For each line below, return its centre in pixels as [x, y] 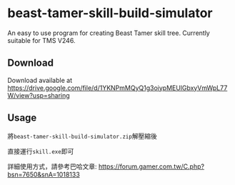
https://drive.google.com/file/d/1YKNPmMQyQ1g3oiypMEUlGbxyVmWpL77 [117, 88]
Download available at [40, 80]
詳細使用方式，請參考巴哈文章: [52, 166]
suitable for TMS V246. [41, 40]
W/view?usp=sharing [39, 95]
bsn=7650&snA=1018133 [44, 174]
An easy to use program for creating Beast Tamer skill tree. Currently [109, 33]
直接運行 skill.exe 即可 [41, 151]
